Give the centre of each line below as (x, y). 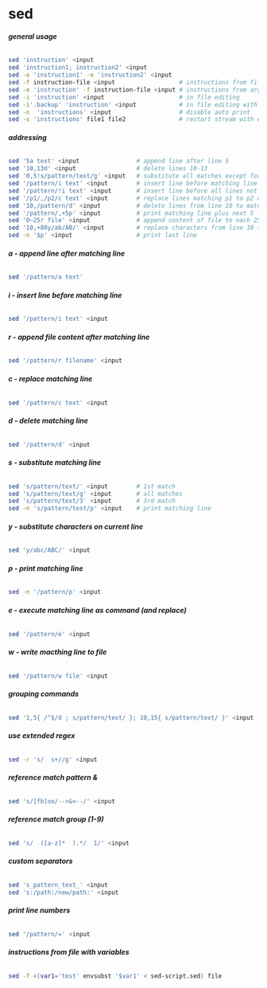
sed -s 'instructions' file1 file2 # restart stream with (131, 119)
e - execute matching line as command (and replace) (97, 610)
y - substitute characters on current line (76, 526)
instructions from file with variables (69, 952)
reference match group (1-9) (56, 819)
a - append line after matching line (67, 253)
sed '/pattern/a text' (46, 277)
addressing (28, 137)
